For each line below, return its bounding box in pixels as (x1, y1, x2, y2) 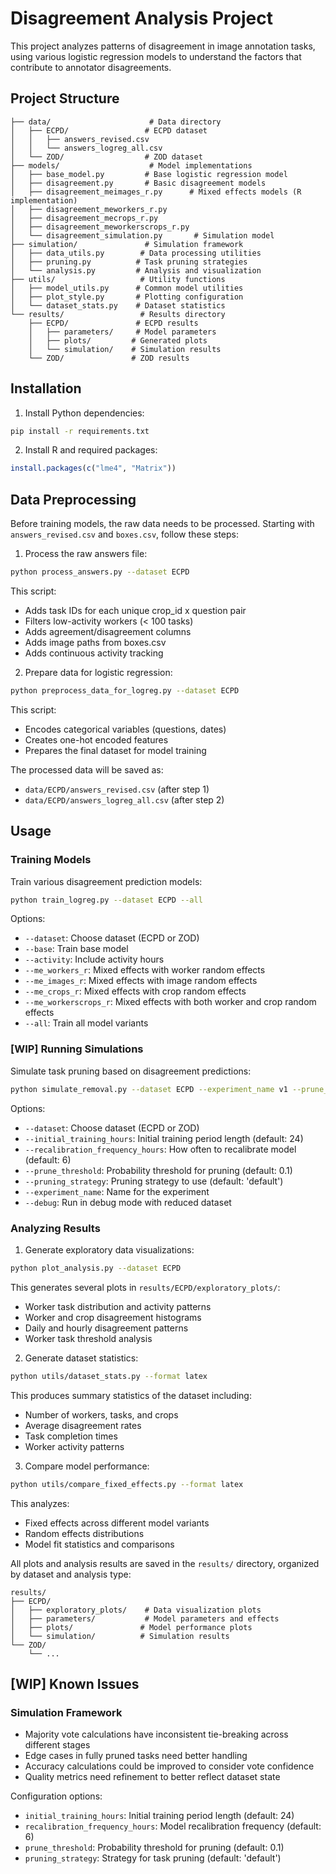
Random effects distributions (24, 1527, 145, 1539)
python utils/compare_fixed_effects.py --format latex (10, 1479, 244, 1489)
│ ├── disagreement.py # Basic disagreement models (10, 178, 267, 188)
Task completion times (24, 1430, 118, 1442)
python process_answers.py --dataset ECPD (10, 567, 190, 577)
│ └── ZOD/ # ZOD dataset (10, 152, 203, 162)
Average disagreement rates (24, 1419, 142, 1431)
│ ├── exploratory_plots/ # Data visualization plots (10, 1605, 262, 1615)
